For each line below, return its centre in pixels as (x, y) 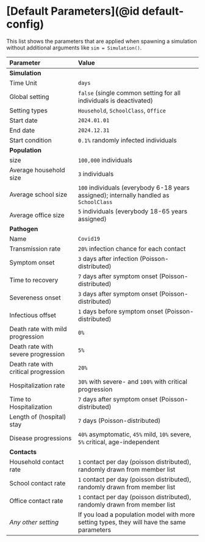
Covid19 (89, 239)
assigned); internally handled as (124, 195)
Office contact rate (36, 500)
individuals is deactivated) (116, 100)
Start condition (31, 140)
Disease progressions (41, 438)
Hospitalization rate (37, 385)
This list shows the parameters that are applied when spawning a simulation (102, 41)
